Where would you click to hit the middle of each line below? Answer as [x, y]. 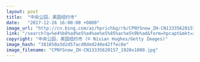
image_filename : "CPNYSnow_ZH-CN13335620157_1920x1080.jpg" [82, 50]
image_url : [20, 28]
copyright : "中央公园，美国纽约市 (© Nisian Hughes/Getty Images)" [87, 39]
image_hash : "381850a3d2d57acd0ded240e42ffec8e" [68, 45]
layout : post [22, 12]
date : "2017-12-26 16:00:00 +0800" [53, 22]
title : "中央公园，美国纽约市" [42, 17]
